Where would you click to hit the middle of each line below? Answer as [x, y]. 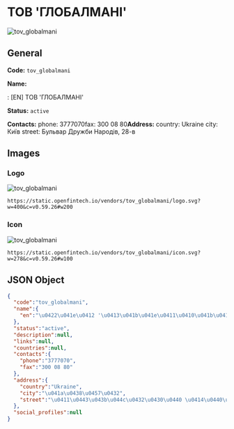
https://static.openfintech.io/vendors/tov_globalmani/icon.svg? [104, 252]
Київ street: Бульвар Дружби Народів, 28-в [71, 131]
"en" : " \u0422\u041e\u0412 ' [60, 315]
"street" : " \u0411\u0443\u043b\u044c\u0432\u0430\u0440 [101, 400]
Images [24, 154]
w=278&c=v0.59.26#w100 [40, 258]
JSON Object [36, 280]
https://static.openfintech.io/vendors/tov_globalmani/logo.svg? [104, 201]
